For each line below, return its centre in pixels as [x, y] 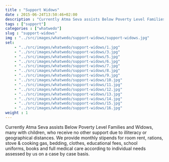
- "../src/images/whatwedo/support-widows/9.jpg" [67, 75]
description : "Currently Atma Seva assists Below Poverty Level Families [85, 19]
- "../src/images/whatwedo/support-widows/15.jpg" [68, 104]
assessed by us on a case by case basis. [48, 153]
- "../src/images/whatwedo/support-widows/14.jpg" [68, 99]
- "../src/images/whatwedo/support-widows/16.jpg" [68, 108]
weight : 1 [17, 113]
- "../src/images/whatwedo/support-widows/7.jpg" [67, 66]
